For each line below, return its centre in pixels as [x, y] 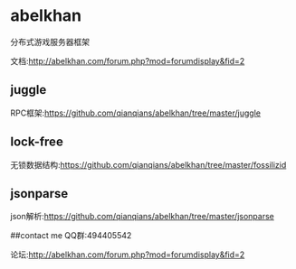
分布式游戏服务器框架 [50, 42]
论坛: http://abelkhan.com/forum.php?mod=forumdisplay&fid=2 [128, 255]
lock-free [37, 142]
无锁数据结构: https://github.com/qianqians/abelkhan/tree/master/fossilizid [148, 164]
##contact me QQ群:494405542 [71, 236]
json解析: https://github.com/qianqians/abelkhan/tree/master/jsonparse [142, 217]
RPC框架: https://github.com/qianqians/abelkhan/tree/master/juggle [136, 113]
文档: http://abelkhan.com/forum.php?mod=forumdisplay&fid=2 [128, 60]
